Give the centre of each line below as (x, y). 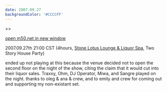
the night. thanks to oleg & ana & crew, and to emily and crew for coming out (83, 79)
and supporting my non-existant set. (43, 84)
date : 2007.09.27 (23, 10)
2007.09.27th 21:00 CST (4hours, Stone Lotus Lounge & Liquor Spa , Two (80, 48)
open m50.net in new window (35, 38)
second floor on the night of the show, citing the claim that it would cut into (82, 68)
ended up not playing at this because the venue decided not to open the (79, 63)
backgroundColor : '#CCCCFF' (34, 14)
